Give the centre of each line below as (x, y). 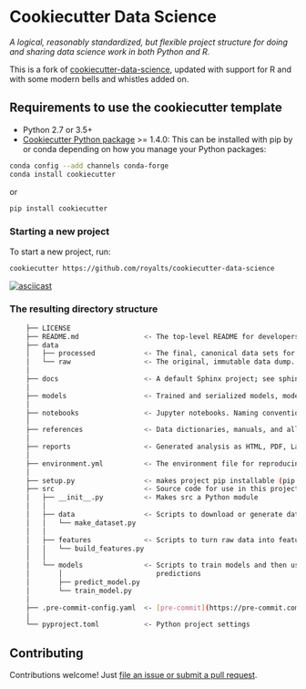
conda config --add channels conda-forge (89, 166)
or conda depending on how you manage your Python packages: (144, 149)
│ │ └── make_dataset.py (81, 523)
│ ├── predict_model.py (83, 582)
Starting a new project (60, 231)
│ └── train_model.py (79, 591)
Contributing (46, 653)
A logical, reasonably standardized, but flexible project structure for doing (149, 42)
